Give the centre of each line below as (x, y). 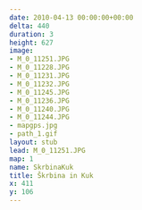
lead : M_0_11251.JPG (48, 150)
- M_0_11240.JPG (39, 109)
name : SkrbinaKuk (42, 167)
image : (21, 51)
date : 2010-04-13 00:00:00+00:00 (71, 17)
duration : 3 (31, 34)
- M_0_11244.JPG (39, 117)
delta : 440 (29, 26)
